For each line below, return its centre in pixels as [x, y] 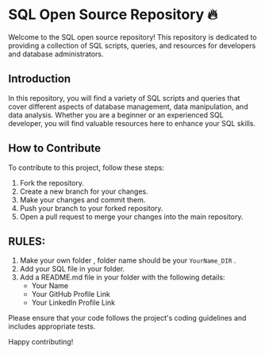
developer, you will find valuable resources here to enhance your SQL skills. [132, 123]
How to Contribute [55, 148]
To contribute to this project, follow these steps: [86, 167]
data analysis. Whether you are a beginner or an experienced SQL [116, 115]
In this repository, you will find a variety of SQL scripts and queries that [124, 98]
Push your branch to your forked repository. [91, 208]
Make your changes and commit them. [83, 199]
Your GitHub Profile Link [71, 294]
